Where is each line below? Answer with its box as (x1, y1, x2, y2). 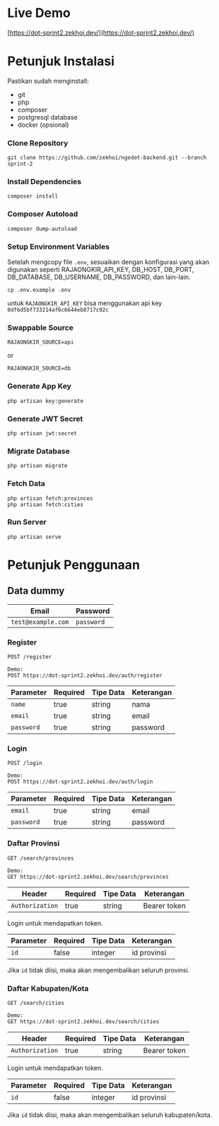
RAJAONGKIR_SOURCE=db (7, 365, 71, 373)
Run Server (7, 517, 47, 527)
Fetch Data (7, 479, 46, 489)
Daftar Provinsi (7, 838, 60, 848)
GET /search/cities (7, 1000, 65, 1007)
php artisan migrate (7, 462, 69, 470)
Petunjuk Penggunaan (7, 557, 140, 573)
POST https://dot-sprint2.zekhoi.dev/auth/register (7, 672, 162, 679)
